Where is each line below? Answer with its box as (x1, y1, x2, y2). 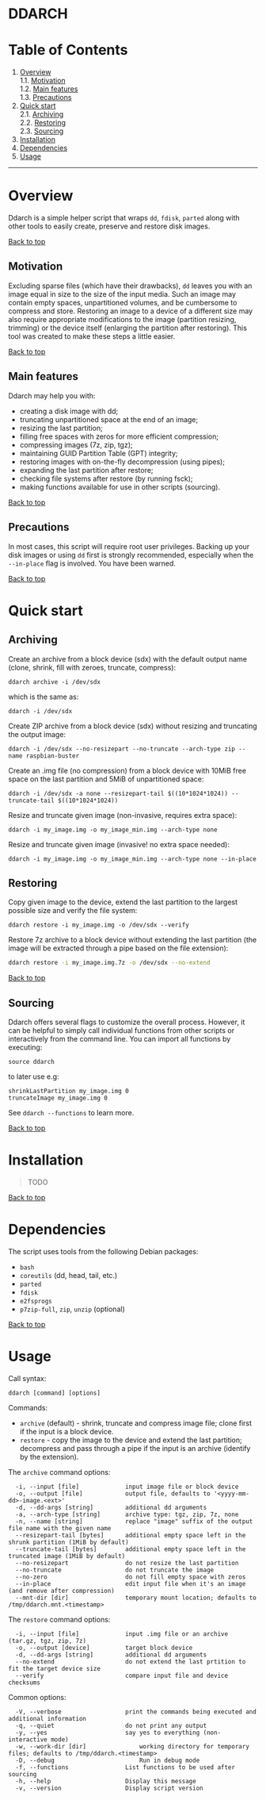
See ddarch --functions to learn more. (8, 1108, 135, 1117)
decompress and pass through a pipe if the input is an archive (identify (19, 1443, 251, 1453)
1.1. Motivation (19, 76, 66, 86)
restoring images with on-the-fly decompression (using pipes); (19, 457, 226, 466)
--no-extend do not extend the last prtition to (15, 1657, 246, 1666)
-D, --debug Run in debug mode (15, 1756, 200, 1764)
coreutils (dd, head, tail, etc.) (19, 1270, 118, 1280)
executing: (8, 1042, 43, 1052)
